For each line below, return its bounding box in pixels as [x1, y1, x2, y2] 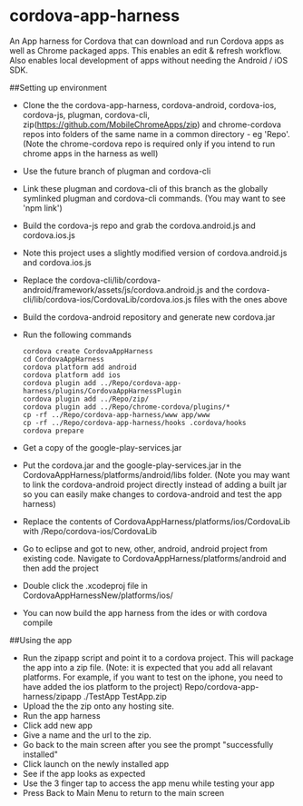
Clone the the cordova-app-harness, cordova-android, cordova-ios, [22, 99, 277, 110]
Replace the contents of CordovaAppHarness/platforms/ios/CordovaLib [22, 515, 290, 527]
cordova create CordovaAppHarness [22, 346, 153, 355]
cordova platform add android [22, 363, 138, 372]
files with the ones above [193, 294, 288, 304]
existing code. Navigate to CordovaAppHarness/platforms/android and [22, 552, 288, 563]
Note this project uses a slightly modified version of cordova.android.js [22, 247, 288, 258]
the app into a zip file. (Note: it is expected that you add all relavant [22, 662, 273, 672]
